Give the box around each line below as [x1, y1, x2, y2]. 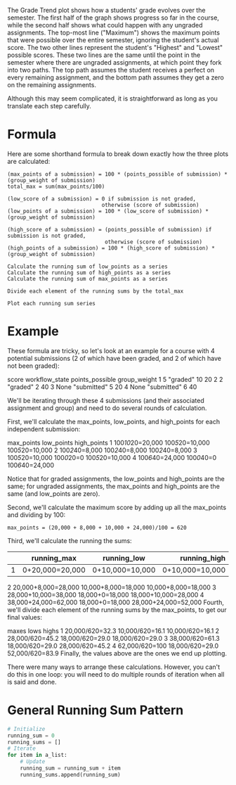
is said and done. [7, 677, 57, 686]
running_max [31, 553, 77, 563]
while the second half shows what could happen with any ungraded [7, 21, 203, 29]
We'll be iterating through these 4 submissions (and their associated [7, 396, 205, 404]
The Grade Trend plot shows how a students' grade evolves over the [7, 6, 206, 14]
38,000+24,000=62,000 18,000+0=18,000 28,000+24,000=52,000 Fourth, [7, 598, 225, 606]
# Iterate [7, 745, 37, 752]
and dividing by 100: [7, 510, 66, 519]
